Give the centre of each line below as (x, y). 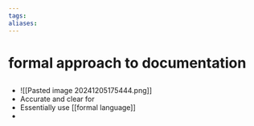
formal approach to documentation (127, 63)
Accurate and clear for (57, 99)
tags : (17, 16)
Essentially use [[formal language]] (78, 108)
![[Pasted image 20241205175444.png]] (86, 91)
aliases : (23, 23)
